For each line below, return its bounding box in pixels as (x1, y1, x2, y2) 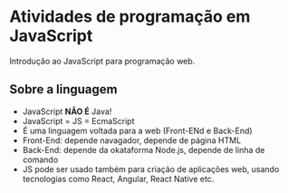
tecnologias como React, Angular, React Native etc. (22, 173, 215, 184)
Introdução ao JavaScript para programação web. (9, 55, 196, 66)
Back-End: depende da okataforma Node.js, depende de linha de (22, 144, 265, 155)
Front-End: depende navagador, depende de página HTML (22, 134, 242, 146)
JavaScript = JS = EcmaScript (22, 115, 135, 126)
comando (22, 154, 59, 165)
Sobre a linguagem (9, 82, 118, 97)
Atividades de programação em (9, 6, 251, 27)
